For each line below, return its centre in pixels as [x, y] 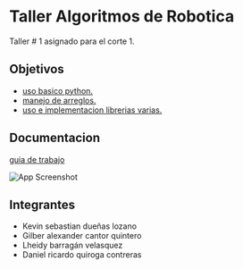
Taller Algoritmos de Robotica [122, 17]
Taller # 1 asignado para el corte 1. [72, 41]
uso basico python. [58, 90]
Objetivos [37, 69]
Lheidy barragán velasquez [72, 245]
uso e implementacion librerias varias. [92, 110]
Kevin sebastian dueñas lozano [79, 226]
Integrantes [42, 204]
